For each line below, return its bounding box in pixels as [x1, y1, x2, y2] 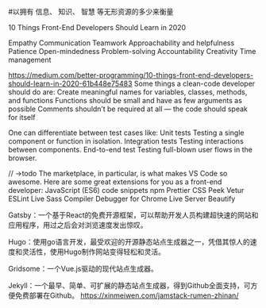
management [8, 55, 52, 64]
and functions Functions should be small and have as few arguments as [8, 96, 242, 105]
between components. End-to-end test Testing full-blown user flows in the [8, 145, 253, 154]
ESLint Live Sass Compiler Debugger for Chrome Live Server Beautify [8, 194, 236, 203]
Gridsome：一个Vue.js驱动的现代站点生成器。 [8, 264, 158, 273]
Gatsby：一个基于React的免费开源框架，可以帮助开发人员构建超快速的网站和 [8, 210, 259, 220]
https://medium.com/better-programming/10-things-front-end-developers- [8, 71, 254, 79]
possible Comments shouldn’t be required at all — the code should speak [8, 104, 249, 114]
